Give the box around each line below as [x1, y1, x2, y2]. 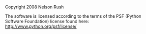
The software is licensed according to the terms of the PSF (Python [5, 13, 142, 19]
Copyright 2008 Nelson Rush [5, 4, 64, 10]
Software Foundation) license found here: [5, 19, 89, 24]
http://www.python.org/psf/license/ [5, 23, 77, 29]
